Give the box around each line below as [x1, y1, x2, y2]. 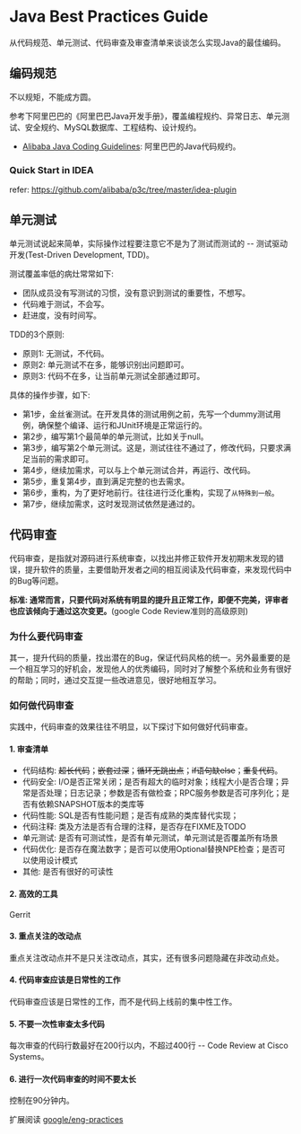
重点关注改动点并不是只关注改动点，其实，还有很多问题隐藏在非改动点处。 [9, 952, 284, 963]
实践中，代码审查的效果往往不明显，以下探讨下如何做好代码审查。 [9, 721, 253, 733]
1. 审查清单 [9, 743, 49, 754]
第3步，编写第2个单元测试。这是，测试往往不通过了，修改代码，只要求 [21, 442, 284, 453]
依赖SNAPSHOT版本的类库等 [38, 799, 145, 810]
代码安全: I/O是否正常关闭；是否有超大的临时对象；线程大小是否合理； [21, 777, 282, 787]
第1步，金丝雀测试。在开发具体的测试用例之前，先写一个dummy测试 [21, 409, 273, 419]
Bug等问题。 [16, 575, 64, 585]
